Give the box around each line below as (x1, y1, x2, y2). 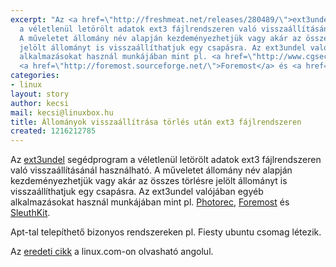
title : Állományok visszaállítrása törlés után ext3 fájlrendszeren (10, 117, 302, 127)
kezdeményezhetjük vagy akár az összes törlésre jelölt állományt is (10, 175, 288, 187)
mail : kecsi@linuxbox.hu (10, 107, 114, 118)
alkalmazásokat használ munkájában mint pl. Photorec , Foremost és (10, 196, 290, 208)
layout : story (10, 89, 70, 99)
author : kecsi (10, 98, 70, 108)
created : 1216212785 (10, 126, 97, 136)
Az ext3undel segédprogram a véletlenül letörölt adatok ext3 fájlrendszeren (10, 154, 322, 166)
